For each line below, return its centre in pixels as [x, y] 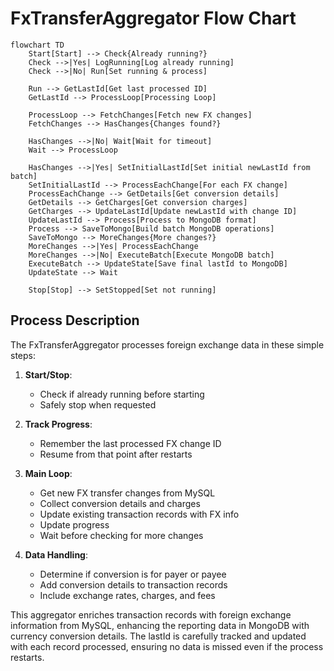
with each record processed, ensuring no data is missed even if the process [167, 646]
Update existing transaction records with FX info [139, 514]
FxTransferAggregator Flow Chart [153, 18]
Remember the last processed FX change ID [130, 443]
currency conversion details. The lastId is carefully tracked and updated [158, 636]
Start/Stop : [48, 374]
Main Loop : [48, 473]
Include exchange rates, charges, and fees [127, 595]
